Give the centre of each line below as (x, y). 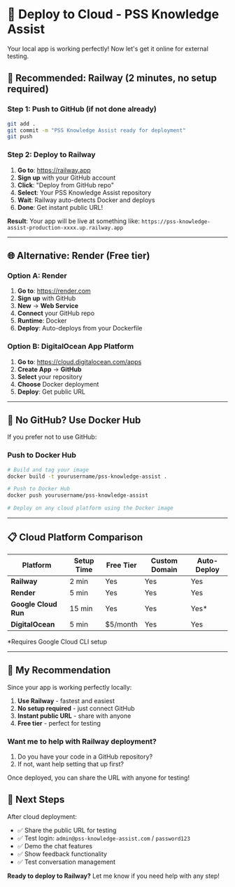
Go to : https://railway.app (54, 170)
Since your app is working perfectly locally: (70, 687)
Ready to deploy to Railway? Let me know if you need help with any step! (114, 876)
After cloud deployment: (42, 816)
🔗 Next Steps (36, 800)
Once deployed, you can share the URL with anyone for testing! (99, 778)
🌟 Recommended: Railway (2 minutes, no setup (112, 78)
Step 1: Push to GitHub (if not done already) (82, 109)
